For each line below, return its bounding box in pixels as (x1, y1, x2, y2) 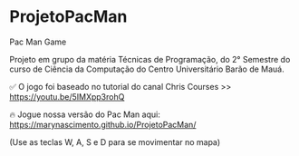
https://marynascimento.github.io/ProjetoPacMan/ (9, 119, 197, 130)
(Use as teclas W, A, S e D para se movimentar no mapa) (9, 136, 221, 147)
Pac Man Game (9, 36, 67, 47)
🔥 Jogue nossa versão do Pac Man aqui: (9, 109, 160, 120)
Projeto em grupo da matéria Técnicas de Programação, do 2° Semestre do (9, 54, 291, 64)
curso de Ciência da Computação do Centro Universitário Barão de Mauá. (9, 63, 285, 74)
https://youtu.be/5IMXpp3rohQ (9, 91, 125, 102)
